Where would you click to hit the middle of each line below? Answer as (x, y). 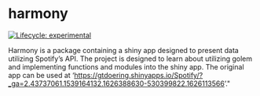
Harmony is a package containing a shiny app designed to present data (124, 50)
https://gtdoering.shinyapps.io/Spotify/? (139, 75)
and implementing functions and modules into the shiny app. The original (126, 66)
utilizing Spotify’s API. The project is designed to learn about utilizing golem (130, 59)
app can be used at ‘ (41, 75)
